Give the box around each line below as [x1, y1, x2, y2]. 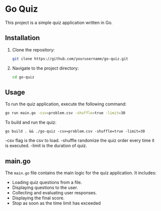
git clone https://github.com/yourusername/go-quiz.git [12, 56, 128, 61]
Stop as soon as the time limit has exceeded [12, 200, 101, 206]
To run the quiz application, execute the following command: [5, 101, 127, 107]
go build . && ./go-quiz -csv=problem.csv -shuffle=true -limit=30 [5, 129, 145, 134]
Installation [5, 34, 40, 42]
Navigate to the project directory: [12, 65, 79, 71]
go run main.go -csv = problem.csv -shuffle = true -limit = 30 [5, 111, 125, 116]
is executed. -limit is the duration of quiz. [5, 143, 87, 149]
